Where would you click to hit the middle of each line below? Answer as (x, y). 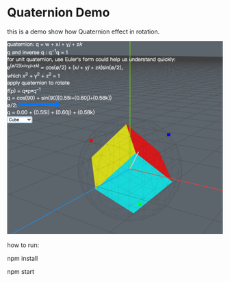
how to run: (23, 245)
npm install (23, 259)
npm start (21, 272)
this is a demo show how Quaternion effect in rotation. (84, 31)
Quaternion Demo (59, 13)
